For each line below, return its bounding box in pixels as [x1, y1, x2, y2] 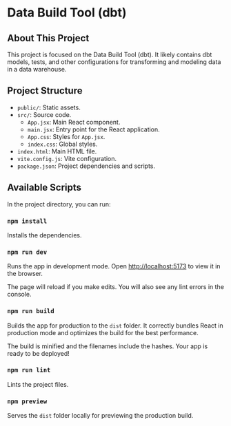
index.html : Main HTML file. [17, 147, 97, 156]
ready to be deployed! [7, 349, 70, 357]
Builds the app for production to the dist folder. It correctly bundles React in [7, 321, 223, 330]
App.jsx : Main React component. [27, 118, 121, 126]
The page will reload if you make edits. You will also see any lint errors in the [7, 283, 224, 291]
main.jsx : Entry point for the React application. [27, 125, 160, 134]
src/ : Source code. [17, 110, 72, 118]
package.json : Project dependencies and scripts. [17, 162, 156, 170]
